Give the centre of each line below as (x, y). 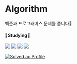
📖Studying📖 (18, 35)
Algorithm (26, 9)
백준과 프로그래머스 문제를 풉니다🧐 (39, 23)
